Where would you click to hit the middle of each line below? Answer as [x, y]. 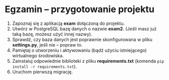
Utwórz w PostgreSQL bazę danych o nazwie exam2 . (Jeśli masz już [84, 28]
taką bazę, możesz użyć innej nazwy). [52, 34]
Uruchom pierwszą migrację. [43, 71]
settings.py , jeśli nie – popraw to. [47, 45]
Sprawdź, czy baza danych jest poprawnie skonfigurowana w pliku [82, 39]
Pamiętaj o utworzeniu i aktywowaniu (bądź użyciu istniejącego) [79, 50]
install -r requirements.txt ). [45, 66]
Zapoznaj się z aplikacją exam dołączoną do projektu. [68, 23]
